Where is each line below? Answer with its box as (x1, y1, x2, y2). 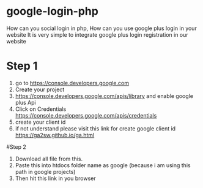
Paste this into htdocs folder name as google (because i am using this (15, 161, 191, 169)
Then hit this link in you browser (15, 175, 96, 182)
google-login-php (6, 4, 99, 18)
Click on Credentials (15, 105, 67, 113)
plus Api (15, 99, 36, 106)
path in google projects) (15, 168, 76, 175)
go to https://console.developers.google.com (15, 79, 130, 86)
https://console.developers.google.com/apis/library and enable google (15, 92, 194, 99)
